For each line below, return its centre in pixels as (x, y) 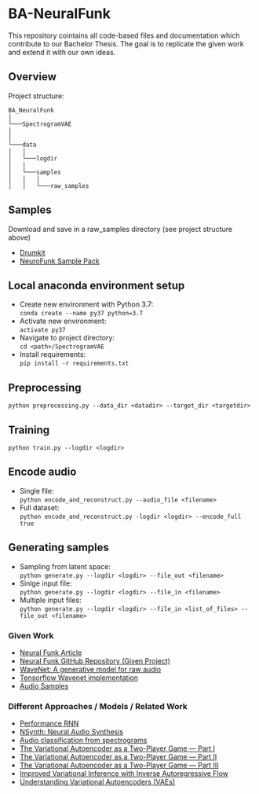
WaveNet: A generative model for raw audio (90, 669)
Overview (33, 77)
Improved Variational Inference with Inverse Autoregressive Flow (124, 774)
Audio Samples (44, 686)
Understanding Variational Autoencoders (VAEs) (97, 782)
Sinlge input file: (46, 583)
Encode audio (42, 472)
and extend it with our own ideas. (62, 52)
